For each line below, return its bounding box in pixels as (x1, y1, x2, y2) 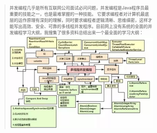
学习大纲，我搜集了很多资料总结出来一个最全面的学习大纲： (22, 30, 144, 35)
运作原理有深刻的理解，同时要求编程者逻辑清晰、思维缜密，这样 (18, 17, 148, 23)
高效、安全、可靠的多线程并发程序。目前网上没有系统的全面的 (22, 23, 148, 29)
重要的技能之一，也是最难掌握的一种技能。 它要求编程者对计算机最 (9, 11, 145, 17)
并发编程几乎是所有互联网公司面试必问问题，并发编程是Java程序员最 (9, 5, 149, 10)
